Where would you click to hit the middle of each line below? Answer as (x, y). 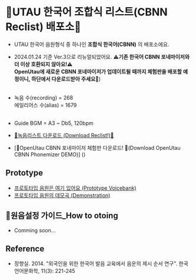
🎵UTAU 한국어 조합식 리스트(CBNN (87, 12)
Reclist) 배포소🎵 (44, 27)
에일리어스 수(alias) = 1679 (45, 105)
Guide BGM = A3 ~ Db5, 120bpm (54, 123)
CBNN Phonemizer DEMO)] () (50, 154)
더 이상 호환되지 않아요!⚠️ (43, 64)
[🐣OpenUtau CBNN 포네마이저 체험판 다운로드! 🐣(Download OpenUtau (97, 147)
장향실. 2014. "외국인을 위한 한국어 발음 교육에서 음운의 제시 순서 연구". (96, 263)
